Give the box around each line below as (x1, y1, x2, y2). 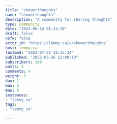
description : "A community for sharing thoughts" (5, 17, 113, 22)
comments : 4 (5, 69, 31, 74)
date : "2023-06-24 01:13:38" (5, 26, 67, 32)
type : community (5, 21, 40, 27)
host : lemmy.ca (5, 45, 38, 50)
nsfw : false (5, 36, 31, 41)
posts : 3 (5, 64, 24, 69)
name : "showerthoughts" (5, 12, 56, 17)
